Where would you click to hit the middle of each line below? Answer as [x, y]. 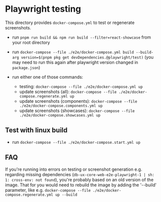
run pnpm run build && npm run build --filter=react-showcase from [81, 37]
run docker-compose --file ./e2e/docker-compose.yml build [73, 52]
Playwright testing [43, 9]
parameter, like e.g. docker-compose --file [48, 190]
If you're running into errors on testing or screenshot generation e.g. [74, 169]
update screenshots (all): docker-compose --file [68, 91]
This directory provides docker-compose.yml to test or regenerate [70, 22]
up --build [66, 195]
